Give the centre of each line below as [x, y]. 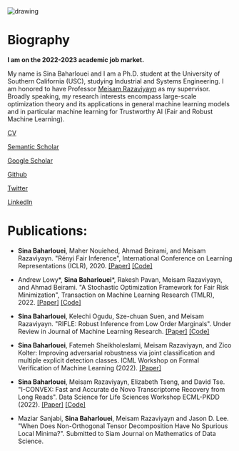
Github [17, 174]
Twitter [18, 188]
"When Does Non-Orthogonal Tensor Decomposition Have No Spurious [123, 426]
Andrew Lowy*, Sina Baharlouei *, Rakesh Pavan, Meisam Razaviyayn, [120, 279]
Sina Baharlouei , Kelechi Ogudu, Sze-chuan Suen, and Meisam [111, 316]
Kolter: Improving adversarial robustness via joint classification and [116, 353]
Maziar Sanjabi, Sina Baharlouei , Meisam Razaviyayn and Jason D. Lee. [123, 418]
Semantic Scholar [33, 146]
